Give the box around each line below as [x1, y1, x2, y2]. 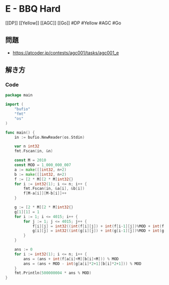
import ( [5, 102, 24, 107]
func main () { [5, 130, 35, 135]
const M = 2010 [14, 158, 47, 163]
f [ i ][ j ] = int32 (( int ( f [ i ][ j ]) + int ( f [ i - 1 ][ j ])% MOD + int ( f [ [32, 224, 166, 229]
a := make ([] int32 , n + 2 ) [14, 167, 67, 172]
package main [5, 92, 33, 98]
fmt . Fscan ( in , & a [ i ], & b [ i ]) [23, 186, 85, 191]
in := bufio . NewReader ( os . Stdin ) [14, 135, 85, 140]
